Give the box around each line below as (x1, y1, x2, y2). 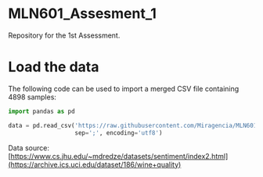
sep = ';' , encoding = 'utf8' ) (74, 128, 163, 137)
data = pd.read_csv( (8, 121, 76, 129)
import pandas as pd (8, 107, 76, 115)
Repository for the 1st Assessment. (8, 31, 121, 40)
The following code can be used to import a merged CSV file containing (8, 84, 240, 93)
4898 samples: (8, 92, 57, 102)
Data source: (8, 143, 49, 153)
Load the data (8, 58, 99, 76)
